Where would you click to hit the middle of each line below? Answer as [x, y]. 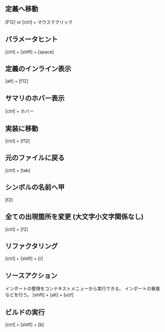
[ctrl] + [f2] [17, 229]
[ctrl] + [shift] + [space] [30, 52]
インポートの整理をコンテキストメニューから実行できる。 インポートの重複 [83, 289]
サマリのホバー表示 [35, 98]
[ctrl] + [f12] [18, 141]
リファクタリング [32, 246]
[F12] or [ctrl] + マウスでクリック [39, 22]
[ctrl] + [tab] [18, 170]
